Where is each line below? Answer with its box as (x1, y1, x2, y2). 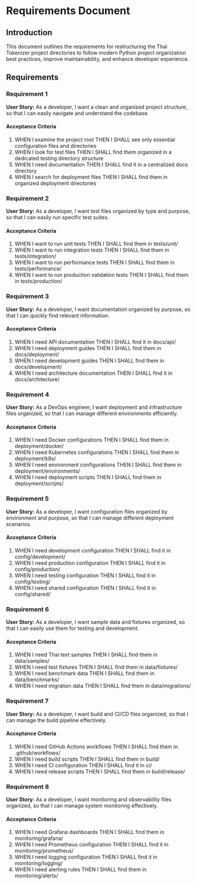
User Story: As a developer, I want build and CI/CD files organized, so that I (6, 710, 189, 717)
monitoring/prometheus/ (14, 847, 74, 855)
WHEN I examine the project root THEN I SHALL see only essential (14, 136, 175, 143)
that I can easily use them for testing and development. (6, 625, 139, 632)
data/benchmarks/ (14, 676, 60, 683)
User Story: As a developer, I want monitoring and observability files (6, 796, 172, 803)
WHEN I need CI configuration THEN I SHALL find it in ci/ (14, 761, 152, 769)
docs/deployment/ (14, 351, 60, 358)
